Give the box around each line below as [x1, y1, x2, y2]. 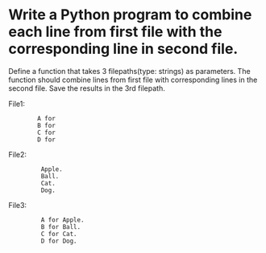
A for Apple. [40, 215, 85, 224]
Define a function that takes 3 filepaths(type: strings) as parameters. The [8, 66, 251, 75]
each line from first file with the [8, 22, 222, 41]
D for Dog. [40, 237, 78, 245]
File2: [8, 149, 27, 159]
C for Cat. [40, 230, 78, 238]
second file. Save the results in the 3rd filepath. [8, 83, 165, 93]
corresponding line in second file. [8, 40, 239, 58]
